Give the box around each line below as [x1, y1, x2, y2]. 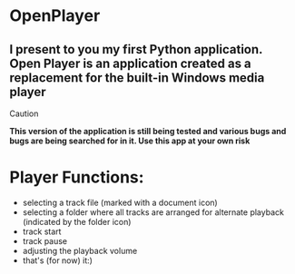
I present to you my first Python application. [9, 42, 263, 57]
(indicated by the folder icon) [22, 216, 132, 227]
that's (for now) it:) [22, 255, 93, 266]
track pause [22, 235, 68, 246]
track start [22, 226, 62, 237]
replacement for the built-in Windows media [9, 70, 265, 85]
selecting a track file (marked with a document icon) [22, 197, 218, 208]
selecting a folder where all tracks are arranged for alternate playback [22, 206, 284, 218]
